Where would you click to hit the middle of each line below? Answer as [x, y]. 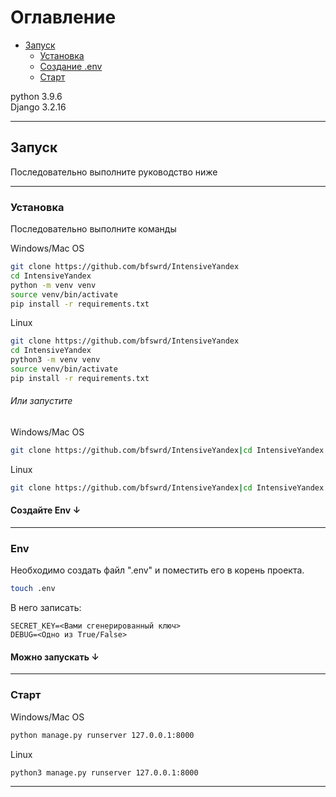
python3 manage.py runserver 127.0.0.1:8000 [104, 772]
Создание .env [71, 66]
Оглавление [63, 17]
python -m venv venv [53, 285]
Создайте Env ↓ [46, 510]
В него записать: [46, 608]
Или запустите [41, 401]
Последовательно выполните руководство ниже [114, 172]
